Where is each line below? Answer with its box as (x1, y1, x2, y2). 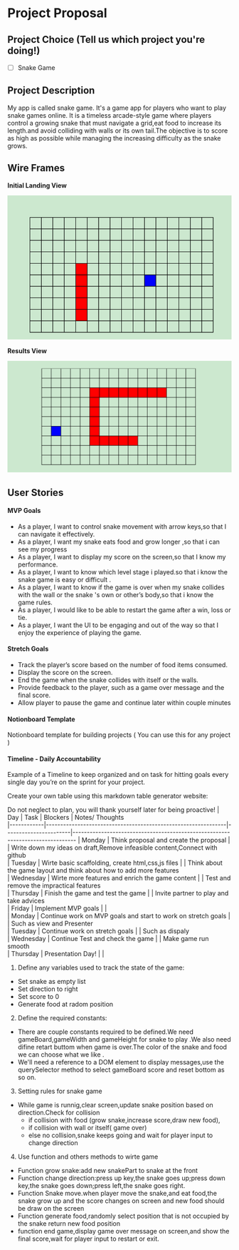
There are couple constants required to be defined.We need (17, 1027, 194, 1036)
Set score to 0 (17, 992, 59, 1001)
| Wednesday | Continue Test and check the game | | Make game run (7, 935, 209, 943)
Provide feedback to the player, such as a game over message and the (17, 684, 225, 692)
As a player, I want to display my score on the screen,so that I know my (17, 552, 226, 561)
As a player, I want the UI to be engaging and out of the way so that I (17, 621, 219, 629)
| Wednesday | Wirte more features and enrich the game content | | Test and (7, 874, 231, 883)
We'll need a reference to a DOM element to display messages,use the (17, 1058, 224, 1067)
